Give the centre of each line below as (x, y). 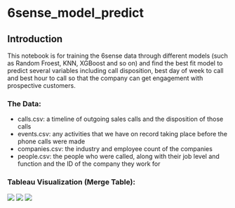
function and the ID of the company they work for (89, 164)
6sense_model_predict (76, 13)
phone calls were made (51, 141)
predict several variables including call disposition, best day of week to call (115, 71)
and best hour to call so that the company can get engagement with (105, 78)
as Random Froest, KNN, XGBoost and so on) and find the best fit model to (115, 63)
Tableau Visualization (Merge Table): (71, 182)
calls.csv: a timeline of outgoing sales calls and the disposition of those (120, 119)
